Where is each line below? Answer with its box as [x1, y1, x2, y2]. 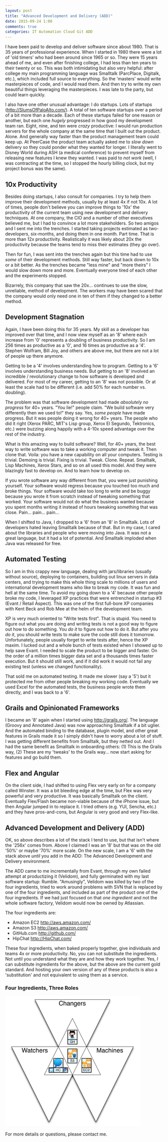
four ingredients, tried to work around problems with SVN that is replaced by [5, 884, 162, 890]
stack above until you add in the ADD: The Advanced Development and [5, 853, 151, 859]
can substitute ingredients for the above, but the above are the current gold [5, 961, 160, 967]
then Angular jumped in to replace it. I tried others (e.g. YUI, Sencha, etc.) [5, 804, 156, 810]
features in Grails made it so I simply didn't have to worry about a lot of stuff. [5, 733, 163, 739]
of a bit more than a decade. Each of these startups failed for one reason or [5, 112, 161, 118]
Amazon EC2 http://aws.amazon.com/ [12, 919, 91, 925]
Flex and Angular [5, 769, 59, 777]
